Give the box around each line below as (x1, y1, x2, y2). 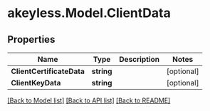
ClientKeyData (11, 78, 61, 88)
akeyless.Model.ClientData (7, 5, 171, 21)
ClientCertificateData (11, 66, 85, 76)
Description (119, 55, 160, 64)
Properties (7, 33, 56, 46)
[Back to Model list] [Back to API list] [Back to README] (7, 96, 171, 105)
